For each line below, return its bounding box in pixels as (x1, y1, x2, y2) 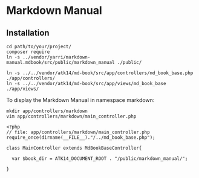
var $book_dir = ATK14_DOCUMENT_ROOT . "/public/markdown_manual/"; (11, 156, 188, 162)
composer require (6, 49, 50, 55)
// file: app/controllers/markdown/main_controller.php (6, 129, 150, 135)
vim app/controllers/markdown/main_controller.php (6, 113, 137, 119)
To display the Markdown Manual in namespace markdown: (6, 97, 155, 103)
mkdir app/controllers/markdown (6, 108, 88, 114)
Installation (6, 28, 50, 38)
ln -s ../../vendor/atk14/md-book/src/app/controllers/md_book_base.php (6, 70, 194, 76)
